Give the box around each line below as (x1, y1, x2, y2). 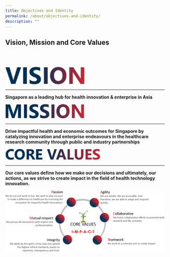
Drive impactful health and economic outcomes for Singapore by (5, 128, 144, 134)
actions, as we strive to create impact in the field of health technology (5, 175, 155, 181)
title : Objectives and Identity (5, 8, 73, 13)
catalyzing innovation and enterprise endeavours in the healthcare (5, 133, 149, 139)
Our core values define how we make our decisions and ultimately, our (5, 170, 156, 176)
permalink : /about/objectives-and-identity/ (5, 13, 101, 19)
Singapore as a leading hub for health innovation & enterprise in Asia (5, 94, 153, 100)
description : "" (5, 19, 39, 24)
